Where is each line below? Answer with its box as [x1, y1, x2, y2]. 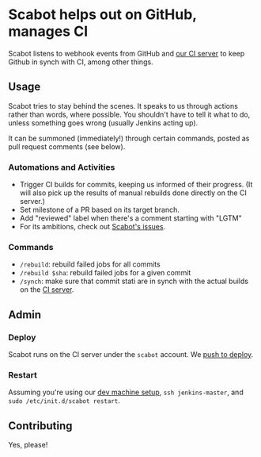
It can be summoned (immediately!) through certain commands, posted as [8, 133, 250, 143]
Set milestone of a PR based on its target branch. [19, 205, 180, 215]
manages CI [8, 22, 89, 40]
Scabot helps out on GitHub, [8, 6, 197, 24]
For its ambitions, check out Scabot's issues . [19, 222, 166, 232]
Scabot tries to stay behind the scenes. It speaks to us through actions [8, 101, 239, 110]
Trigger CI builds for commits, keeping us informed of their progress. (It [19, 180, 253, 190]
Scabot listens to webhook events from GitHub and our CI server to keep [8, 48, 245, 58]
